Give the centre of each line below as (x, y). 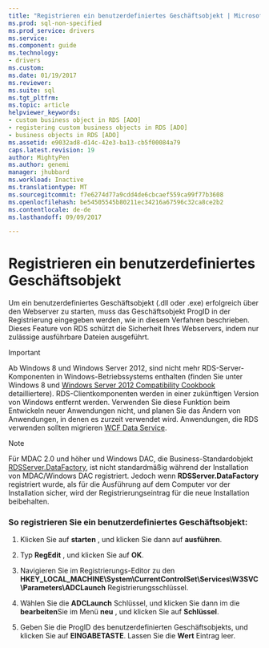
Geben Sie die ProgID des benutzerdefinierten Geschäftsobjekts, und (134, 627)
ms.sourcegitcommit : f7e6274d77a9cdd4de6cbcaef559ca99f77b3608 (116, 194)
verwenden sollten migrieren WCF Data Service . (88, 428)
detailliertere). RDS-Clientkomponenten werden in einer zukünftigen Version (134, 394)
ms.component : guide (43, 46)
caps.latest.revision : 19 (51, 150)
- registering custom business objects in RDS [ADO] (98, 128)
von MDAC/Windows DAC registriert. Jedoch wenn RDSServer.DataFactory (133, 476)
